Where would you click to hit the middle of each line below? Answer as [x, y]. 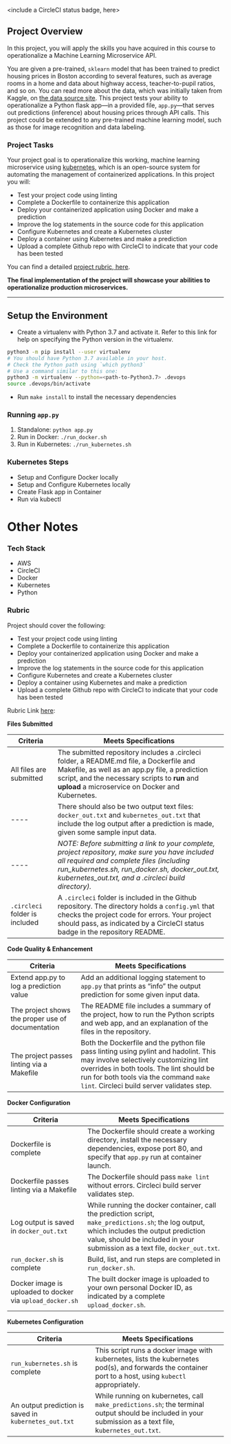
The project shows [41, 1010]
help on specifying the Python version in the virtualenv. [95, 339]
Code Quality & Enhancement [50, 948]
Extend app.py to [38, 977]
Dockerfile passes [40, 1181]
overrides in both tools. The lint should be [148, 1068]
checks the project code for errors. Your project [134, 915]
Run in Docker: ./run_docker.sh [62, 437]
